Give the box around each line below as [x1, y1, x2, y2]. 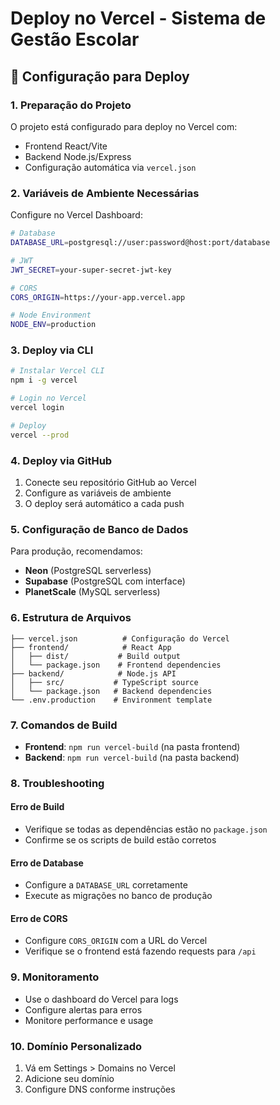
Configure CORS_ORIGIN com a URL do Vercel [24, 935, 208, 947]
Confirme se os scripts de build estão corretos [24, 834, 217, 846]
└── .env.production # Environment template [10, 695, 213, 705]
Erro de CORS [10, 912, 68, 924]
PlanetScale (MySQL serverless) [24, 586, 161, 598]
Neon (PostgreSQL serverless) [24, 565, 152, 577]
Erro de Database [10, 857, 84, 869]
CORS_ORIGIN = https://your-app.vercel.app [10, 292, 186, 302]
